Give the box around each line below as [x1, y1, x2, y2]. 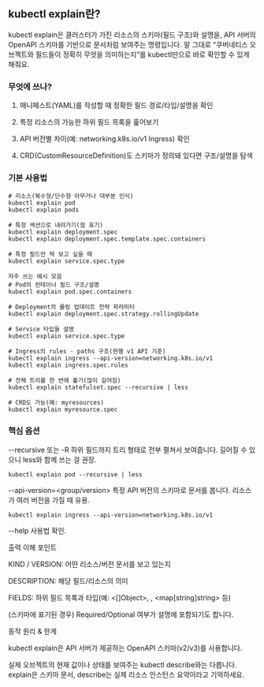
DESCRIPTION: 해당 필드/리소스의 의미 [8, 576, 128, 585]
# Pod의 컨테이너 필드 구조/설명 [8, 281, 100, 289]
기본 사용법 [8, 173, 48, 184]
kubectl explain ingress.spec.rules [8, 361, 128, 369]
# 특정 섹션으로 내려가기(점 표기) [8, 222, 104, 230]
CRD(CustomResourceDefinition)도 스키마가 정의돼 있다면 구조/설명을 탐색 [19, 151, 254, 160]
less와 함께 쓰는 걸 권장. [22, 454, 97, 464]
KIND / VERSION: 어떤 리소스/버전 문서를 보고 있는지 [8, 559, 171, 569]
